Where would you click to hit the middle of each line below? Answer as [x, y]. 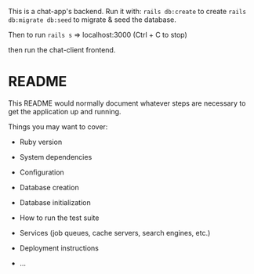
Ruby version [41, 142]
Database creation [49, 187]
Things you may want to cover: [58, 126]
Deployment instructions [59, 248]
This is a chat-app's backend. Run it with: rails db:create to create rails [127, 11]
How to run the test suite [59, 218]
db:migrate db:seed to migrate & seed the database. [92, 20]
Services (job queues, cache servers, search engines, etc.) [115, 233]
